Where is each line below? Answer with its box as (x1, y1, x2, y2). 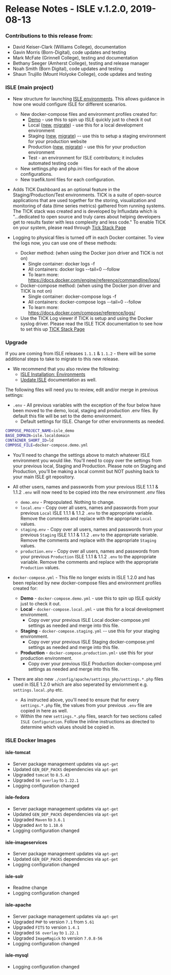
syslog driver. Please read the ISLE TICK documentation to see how (20, 320, 163, 327)
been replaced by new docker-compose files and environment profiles (12, 580, 162, 586)
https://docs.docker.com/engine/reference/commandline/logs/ (28, 277, 160, 283)
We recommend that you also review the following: (12, 366, 120, 372)
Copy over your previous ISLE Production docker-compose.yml (28, 660, 161, 666)
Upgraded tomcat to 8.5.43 (12, 771, 70, 778)
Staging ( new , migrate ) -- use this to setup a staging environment (28, 133, 166, 139)
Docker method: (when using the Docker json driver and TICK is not (20, 250, 164, 256)
